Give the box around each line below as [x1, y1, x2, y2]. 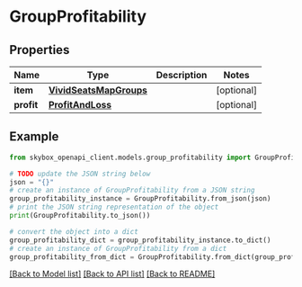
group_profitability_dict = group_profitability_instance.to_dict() [9, 236, 271, 245]
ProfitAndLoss [48, 99, 112, 111]
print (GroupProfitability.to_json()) [9, 211, 151, 220]
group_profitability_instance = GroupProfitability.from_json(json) [9, 194, 271, 203]
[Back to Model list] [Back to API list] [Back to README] [9, 268, 216, 280]
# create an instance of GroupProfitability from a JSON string [9, 186, 255, 195]
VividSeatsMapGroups [48, 84, 148, 96]
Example [9, 129, 59, 145]
